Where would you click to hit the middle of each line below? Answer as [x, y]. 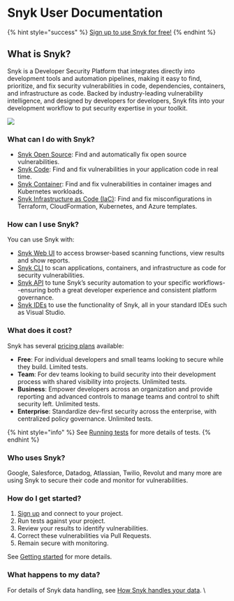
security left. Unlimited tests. [58, 403]
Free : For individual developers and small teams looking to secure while [120, 359]
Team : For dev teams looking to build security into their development [117, 374]
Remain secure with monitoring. [63, 543]
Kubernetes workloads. [51, 192]
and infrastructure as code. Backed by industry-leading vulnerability [105, 93]
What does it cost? [39, 331]
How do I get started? [44, 498]
